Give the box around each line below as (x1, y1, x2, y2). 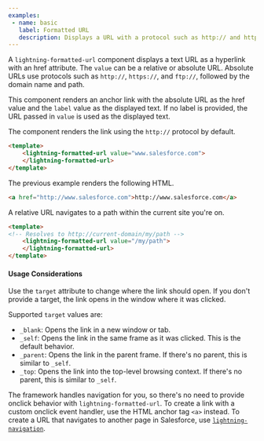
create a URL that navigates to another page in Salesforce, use (8, 415, 211, 425)
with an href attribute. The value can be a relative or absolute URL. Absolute (8, 64, 254, 73)
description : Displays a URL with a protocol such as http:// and (18, 33, 241, 42)
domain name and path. (8, 80, 85, 89)
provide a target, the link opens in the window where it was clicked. (8, 295, 226, 304)
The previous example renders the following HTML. (8, 178, 174, 188)
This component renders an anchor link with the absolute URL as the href (8, 95, 245, 104)
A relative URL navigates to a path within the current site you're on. (8, 207, 225, 217)
